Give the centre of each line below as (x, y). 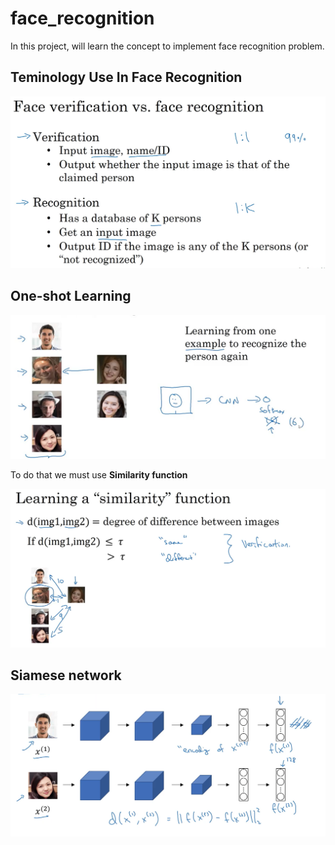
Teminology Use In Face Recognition (126, 77)
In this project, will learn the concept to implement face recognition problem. (167, 46)
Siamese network (66, 675)
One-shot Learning (71, 296)
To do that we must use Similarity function (99, 475)
